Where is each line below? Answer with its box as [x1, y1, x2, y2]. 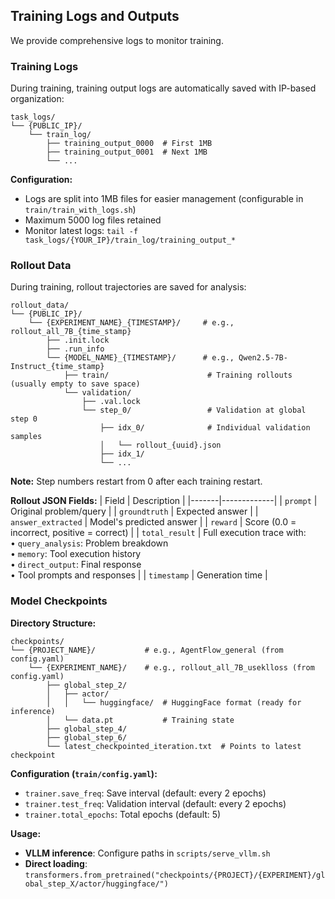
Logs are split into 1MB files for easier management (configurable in [24, 193, 304, 205]
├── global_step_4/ [46, 724, 128, 734]
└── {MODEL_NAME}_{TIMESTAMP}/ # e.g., [46, 353, 235, 363]
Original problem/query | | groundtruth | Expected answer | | [10, 505, 259, 518]
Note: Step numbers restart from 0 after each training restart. [10, 475, 263, 488]
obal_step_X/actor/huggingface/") [24, 879, 169, 889]
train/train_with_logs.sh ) [24, 204, 137, 216]
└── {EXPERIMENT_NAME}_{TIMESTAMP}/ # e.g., [28, 318, 235, 328]
